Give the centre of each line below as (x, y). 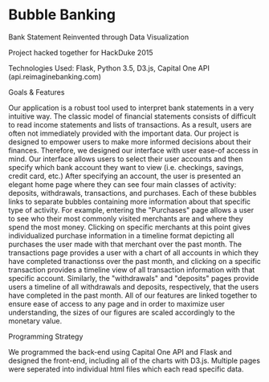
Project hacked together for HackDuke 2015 (81, 52)
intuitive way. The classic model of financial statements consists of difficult (132, 116)
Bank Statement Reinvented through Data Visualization (99, 37)
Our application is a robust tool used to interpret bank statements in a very (131, 108)
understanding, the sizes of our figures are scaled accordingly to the (122, 312)
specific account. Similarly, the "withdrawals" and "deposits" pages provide (134, 278)
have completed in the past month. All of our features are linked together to (133, 295)
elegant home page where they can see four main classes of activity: (122, 184)
